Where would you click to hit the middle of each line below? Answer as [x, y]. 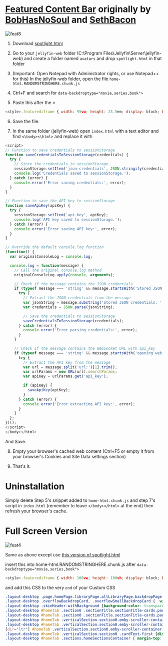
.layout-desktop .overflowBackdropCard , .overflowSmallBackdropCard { [80, 601]
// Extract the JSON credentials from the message [77, 298]
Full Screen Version [46, 531]
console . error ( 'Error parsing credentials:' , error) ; [80, 330]
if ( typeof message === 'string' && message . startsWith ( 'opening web [88, 353]
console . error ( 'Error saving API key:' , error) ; [66, 229]
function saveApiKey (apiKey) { [38, 206]
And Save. [16, 441]
